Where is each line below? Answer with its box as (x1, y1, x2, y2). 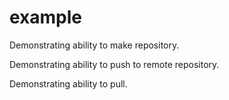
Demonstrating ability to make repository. (9, 39, 180, 51)
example (9, 6, 83, 29)
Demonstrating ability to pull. (9, 77, 128, 90)
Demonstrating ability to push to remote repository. (9, 58, 220, 70)
